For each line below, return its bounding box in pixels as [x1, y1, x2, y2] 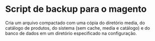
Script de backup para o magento [5, 3, 147, 15]
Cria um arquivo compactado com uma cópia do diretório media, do [5, 20, 145, 26]
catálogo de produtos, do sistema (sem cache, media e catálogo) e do [5, 25, 150, 31]
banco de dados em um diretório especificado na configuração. [5, 30, 137, 36]
